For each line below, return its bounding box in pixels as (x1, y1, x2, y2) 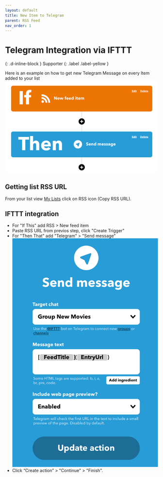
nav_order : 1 (5, 23, 32, 28)
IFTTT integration (5, 210, 59, 218)
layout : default (5, 8, 38, 13)
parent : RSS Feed (5, 18, 40, 23)
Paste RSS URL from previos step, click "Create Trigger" (12, 228, 125, 234)
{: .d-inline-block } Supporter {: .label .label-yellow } (5, 61, 109, 67)
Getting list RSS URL (5, 183, 67, 191)
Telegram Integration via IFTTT (5, 45, 132, 56)
